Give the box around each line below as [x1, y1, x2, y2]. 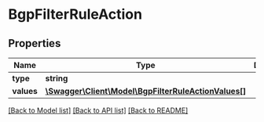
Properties [8, 37, 61, 50]
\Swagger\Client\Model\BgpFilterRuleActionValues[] [45, 86, 247, 96]
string [45, 73, 68, 84]
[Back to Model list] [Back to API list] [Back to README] [8, 106, 189, 115]
